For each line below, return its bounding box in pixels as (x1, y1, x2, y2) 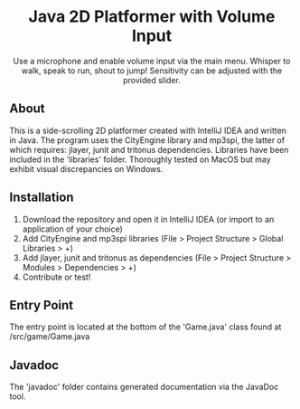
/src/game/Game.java (9, 331, 90, 342)
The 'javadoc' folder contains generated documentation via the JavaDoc (9, 382, 279, 393)
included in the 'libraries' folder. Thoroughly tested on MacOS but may (9, 154, 271, 165)
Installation (9, 190, 74, 205)
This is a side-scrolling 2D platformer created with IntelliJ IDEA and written (9, 125, 287, 136)
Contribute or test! (22, 271, 91, 282)
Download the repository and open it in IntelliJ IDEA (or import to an (22, 214, 275, 224)
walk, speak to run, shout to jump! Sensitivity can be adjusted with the (21, 65, 283, 76)
